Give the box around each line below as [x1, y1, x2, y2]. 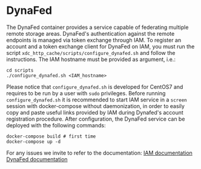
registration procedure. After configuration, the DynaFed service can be [6, 115, 185, 123]
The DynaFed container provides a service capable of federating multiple [6, 24, 189, 31]
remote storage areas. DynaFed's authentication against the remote [6, 30, 175, 37]
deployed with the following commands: [6, 121, 106, 129]
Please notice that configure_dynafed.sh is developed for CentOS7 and [6, 83, 183, 91]
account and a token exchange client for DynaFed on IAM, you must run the [6, 43, 195, 50]
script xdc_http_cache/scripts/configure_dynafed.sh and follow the [6, 49, 176, 56]
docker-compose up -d [6, 138, 61, 145]
